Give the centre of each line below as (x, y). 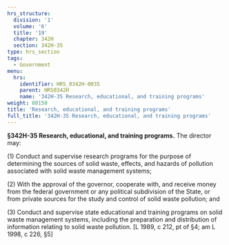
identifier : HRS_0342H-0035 (60, 84)
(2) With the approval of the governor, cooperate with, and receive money (112, 184)
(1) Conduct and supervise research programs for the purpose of (99, 156)
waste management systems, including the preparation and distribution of (112, 219)
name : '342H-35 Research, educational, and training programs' (112, 97)
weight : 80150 (28, 103)
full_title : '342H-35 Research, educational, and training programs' (109, 116)
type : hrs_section (33, 52)
